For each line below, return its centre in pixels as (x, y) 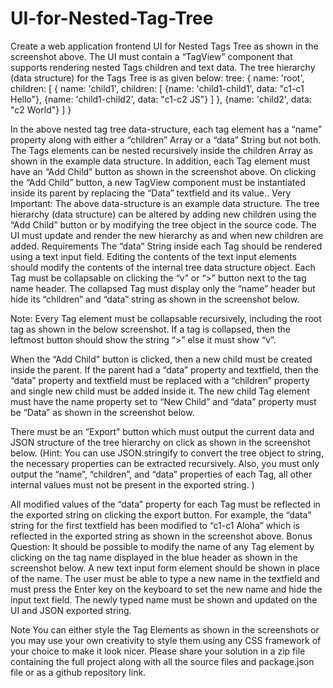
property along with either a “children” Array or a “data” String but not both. (166, 139)
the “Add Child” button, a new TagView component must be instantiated (158, 182)
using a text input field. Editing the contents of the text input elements (153, 256)
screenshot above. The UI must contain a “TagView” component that (151, 56)
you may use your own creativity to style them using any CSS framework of (166, 640)
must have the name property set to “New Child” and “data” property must (163, 401)
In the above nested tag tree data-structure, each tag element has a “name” (166, 129)
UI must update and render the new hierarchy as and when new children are (167, 235)
